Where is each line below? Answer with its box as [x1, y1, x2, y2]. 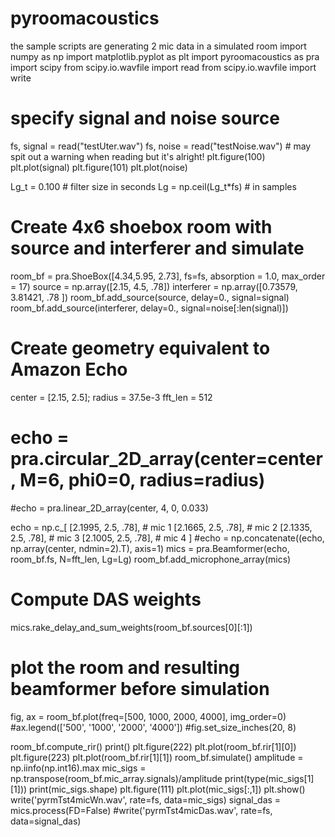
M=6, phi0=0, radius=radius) [19, 468, 266, 491]
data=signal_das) [10, 815, 82, 827]
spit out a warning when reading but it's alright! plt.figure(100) [10, 150, 266, 162]
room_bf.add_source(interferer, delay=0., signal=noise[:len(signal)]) [10, 302, 289, 314]
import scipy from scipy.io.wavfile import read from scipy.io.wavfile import [10, 61, 317, 73]
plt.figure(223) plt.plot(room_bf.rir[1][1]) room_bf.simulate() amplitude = [10, 751, 304, 763]
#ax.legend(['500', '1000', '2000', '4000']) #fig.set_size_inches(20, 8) [10, 721, 297, 733]
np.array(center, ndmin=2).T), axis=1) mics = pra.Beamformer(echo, [10, 542, 290, 554]
